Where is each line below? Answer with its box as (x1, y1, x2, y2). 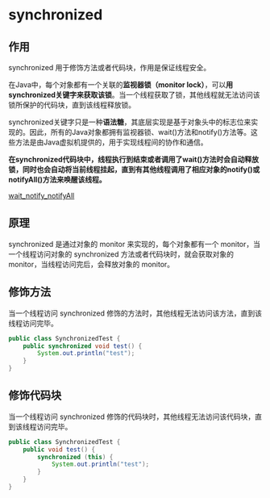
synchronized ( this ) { (37, 453, 114, 461)
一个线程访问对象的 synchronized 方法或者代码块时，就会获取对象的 (8, 249, 235, 259)
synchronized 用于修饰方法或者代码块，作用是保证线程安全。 (8, 63, 211, 72)
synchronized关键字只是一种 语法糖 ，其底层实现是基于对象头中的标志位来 (8, 117, 251, 127)
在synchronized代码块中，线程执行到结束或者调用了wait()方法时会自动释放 (8, 155, 260, 164)
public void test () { (23, 446, 95, 454)
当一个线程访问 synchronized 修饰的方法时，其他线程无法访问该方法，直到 (8, 308, 255, 318)
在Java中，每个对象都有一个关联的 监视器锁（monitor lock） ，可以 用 (8, 80, 234, 90)
